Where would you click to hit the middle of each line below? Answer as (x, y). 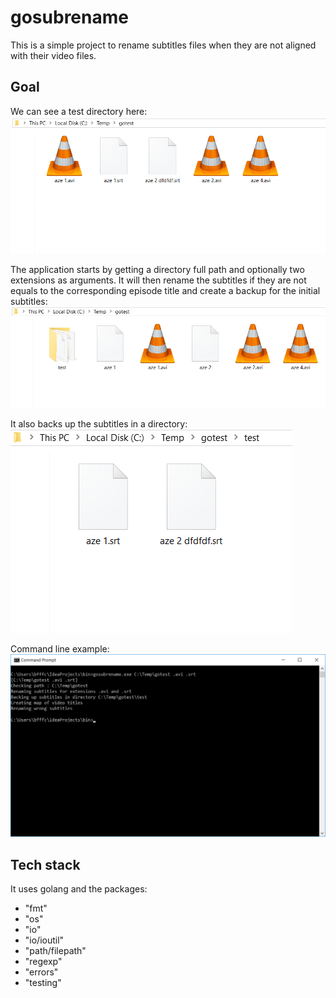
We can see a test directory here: (79, 111)
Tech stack (45, 864)
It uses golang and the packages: (79, 889)
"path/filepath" (55, 951)
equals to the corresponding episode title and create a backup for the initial (165, 290)
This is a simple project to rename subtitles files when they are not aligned (163, 45)
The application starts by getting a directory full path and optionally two (157, 269)
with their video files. (53, 55)
